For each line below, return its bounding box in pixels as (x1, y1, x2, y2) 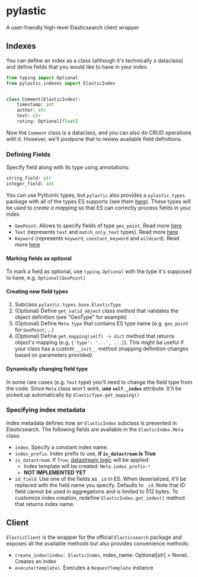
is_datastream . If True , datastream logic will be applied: (14, 456, 150, 463)
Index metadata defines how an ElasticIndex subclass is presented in (6, 419, 177, 427)
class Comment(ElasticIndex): (6, 96, 81, 102)
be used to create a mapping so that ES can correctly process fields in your (6, 204, 191, 211)
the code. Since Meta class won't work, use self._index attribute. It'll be (6, 385, 182, 392)
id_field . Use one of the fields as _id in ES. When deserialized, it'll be (14, 475, 187, 482)
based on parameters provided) (14, 352, 92, 359)
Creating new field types (6, 287, 68, 295)
